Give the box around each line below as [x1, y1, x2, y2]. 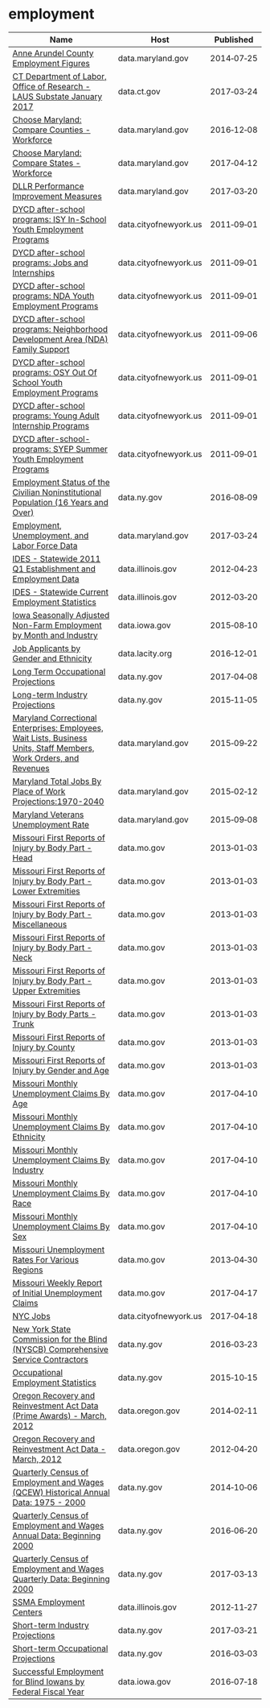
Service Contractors [12, 1354, 88, 1365]
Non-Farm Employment [12, 620, 102, 631]
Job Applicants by [12, 642, 81, 653]
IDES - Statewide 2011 [12, 553, 101, 564]
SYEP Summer [53, 443, 108, 454]
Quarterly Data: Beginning [12, 1573, 110, 1584]
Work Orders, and [12, 752, 80, 764]
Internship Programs [12, 420, 90, 431]
